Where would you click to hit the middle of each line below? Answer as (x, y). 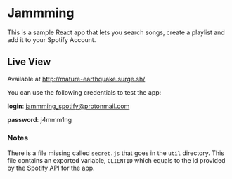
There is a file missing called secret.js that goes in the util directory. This (116, 153)
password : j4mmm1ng (40, 119)
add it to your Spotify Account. (52, 39)
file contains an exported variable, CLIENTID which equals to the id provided (116, 161)
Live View (29, 62)
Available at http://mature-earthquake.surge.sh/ (76, 79)
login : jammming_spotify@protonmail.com (69, 106)
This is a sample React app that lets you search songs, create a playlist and (116, 32)
